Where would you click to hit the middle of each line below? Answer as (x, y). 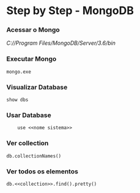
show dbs (17, 100)
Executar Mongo (31, 59)
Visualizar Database (37, 87)
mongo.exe (19, 72)
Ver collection (28, 143)
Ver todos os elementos (42, 171)
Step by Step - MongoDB (70, 11)
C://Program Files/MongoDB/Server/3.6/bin (61, 43)
